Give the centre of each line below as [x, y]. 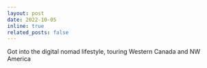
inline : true [26, 26]
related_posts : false [38, 32]
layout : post [26, 13]
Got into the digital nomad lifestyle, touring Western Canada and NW [104, 52]
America [19, 59]
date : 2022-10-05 [32, 20]
